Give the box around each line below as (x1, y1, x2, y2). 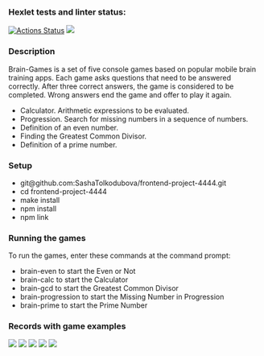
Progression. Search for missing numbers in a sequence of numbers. (19, 114, 249, 123)
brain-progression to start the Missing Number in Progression (19, 292, 225, 302)
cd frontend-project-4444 (19, 186, 107, 196)
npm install (19, 204, 57, 213)
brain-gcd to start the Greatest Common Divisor (19, 284, 179, 293)
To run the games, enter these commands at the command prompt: (8, 250, 231, 260)
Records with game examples (8, 321, 126, 332)
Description (8, 46, 56, 57)
